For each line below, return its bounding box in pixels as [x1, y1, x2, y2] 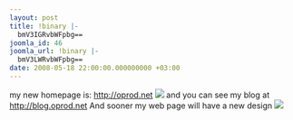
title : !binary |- [9, 22, 79, 31]
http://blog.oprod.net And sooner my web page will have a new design [9, 100, 273, 111]
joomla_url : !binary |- [9, 47, 100, 56]
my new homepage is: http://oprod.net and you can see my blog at [9, 89, 270, 100]
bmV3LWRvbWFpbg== [17, 55, 83, 64]
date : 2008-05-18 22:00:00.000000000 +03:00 [9, 64, 181, 73]
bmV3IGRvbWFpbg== [17, 30, 83, 39]
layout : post [9, 13, 59, 23]
